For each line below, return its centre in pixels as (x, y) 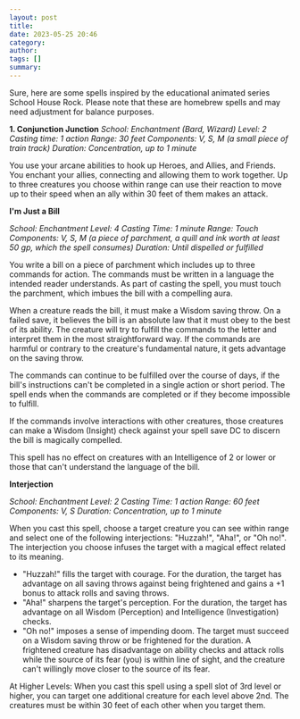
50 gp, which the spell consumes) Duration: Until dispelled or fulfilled (136, 247)
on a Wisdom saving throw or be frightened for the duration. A (137, 640)
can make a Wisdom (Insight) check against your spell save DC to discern (145, 431)
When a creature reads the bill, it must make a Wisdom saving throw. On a (145, 310)
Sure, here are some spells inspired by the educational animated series (140, 92)
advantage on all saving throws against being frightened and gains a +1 (153, 583)
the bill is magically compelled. (66, 439)
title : (21, 26)
